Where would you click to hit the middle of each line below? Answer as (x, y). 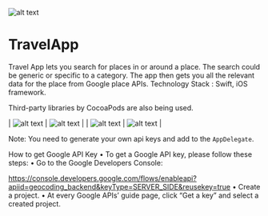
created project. (35, 203)
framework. (27, 92)
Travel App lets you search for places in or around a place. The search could (134, 66)
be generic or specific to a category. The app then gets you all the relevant (131, 75)
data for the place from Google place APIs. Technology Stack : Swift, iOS (128, 83)
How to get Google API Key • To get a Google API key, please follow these (130, 154)
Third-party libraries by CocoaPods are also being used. (101, 107)
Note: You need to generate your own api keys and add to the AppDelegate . (131, 138)
